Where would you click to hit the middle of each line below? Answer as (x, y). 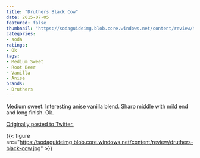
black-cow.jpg (24, 148)
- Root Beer (21, 67)
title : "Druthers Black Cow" (42, 12)
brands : (16, 84)
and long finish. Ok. (30, 112)
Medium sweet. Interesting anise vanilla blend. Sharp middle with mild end (97, 106)
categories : (21, 34)
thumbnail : (20, 28)
